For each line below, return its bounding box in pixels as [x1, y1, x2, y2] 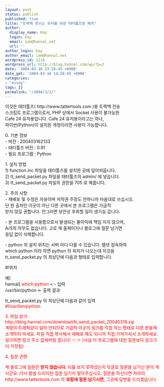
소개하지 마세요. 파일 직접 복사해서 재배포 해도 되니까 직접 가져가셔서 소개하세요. [5, 331, 159, 337]
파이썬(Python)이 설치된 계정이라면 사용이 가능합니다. [5, 122, 108, 128]
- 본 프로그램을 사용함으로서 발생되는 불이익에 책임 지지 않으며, [5, 219, 125, 225]
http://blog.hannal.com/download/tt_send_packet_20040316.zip [5, 319, 135, 325]
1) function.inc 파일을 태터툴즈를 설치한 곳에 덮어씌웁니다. [5, 168, 116, 174]
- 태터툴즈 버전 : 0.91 [5, 145, 46, 150]
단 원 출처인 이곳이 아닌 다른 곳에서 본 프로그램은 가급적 [5, 203, 111, 208]
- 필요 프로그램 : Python [5, 151, 52, 157]
